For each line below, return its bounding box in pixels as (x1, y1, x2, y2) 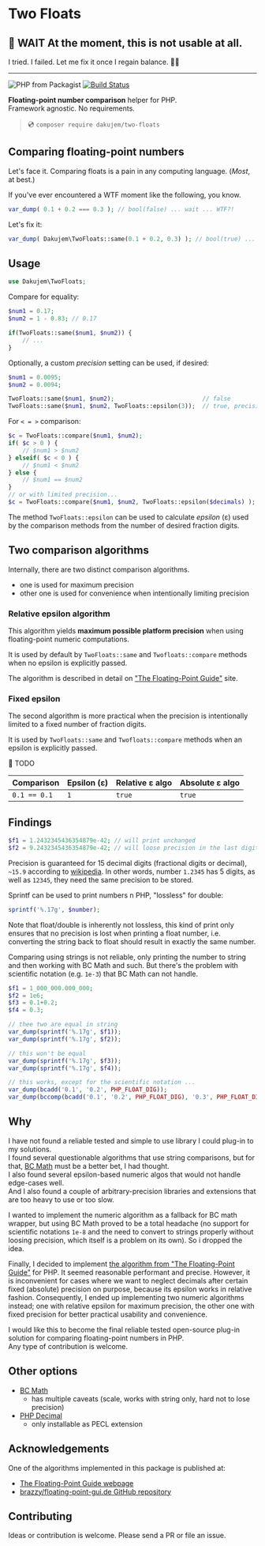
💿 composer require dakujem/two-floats (27, 119, 160, 129)
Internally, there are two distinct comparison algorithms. (8, 565, 190, 574)
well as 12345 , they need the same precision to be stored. (8, 875, 194, 884)
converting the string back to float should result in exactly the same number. (8, 936, 256, 946)
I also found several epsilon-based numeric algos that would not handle (8, 1170, 241, 1179)
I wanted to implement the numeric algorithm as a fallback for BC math (8, 1210, 238, 1219)
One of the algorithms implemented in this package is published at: (8, 1463, 226, 1472)
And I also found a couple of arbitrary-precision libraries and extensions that (8, 1186, 256, 1196)
